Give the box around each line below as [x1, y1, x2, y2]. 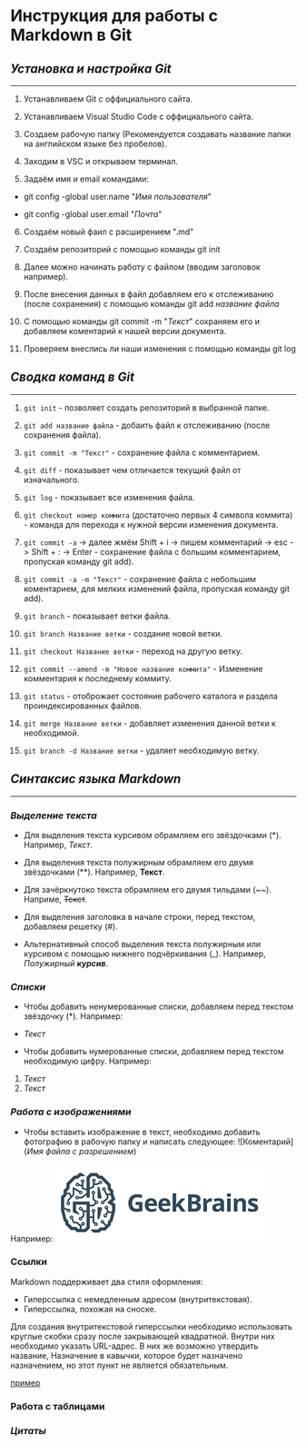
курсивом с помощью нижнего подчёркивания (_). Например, [23, 948, 266, 959]
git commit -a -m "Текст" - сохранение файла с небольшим [23, 573, 257, 584]
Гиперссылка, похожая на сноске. [23, 1303, 157, 1314]
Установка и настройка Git [10, 61, 172, 76]
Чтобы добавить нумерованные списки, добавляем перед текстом [23, 1046, 284, 1057]
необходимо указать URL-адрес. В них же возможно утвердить [10, 1340, 259, 1351]
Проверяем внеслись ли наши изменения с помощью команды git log [23, 343, 296, 354]
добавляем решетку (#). [23, 921, 119, 932]
